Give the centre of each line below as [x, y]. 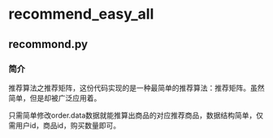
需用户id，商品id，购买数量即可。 [64, 125]
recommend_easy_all [81, 14]
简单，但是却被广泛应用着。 [55, 97]
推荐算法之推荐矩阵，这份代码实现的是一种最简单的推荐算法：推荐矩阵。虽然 [136, 88]
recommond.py [48, 44]
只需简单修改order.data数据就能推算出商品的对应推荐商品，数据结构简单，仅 [136, 115]
